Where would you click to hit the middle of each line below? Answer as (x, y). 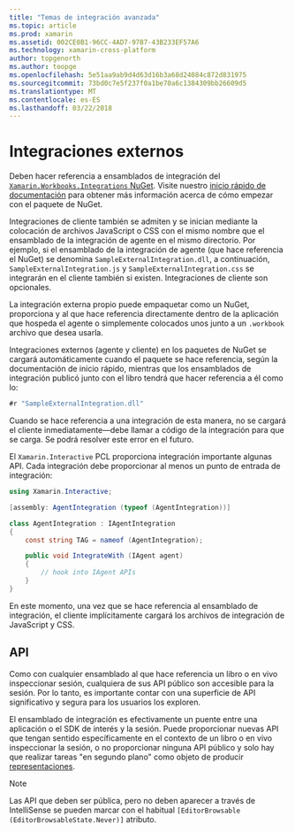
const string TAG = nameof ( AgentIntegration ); (114, 540)
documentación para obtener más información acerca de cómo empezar (141, 195)
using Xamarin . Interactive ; (61, 492)
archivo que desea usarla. (56, 333)
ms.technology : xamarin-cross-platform (83, 50)
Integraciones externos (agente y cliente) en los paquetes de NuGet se (138, 350)
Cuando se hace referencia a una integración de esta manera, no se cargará (148, 420)
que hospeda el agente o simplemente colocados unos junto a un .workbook (147, 323)
